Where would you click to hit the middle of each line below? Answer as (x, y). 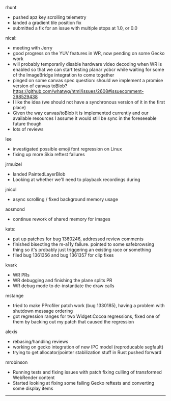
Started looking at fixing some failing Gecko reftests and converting (83, 383)
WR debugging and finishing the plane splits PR (62, 280)
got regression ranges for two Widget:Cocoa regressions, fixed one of (86, 316)
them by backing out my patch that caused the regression (73, 322)
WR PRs (21, 275)
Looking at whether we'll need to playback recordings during (76, 180)
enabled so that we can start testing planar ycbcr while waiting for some (88, 69)
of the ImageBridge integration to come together (63, 75)
